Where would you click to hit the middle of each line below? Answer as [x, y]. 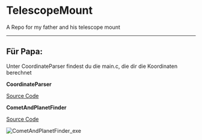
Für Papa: [25, 52]
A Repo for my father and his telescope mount [63, 27]
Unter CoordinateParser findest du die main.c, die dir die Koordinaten [92, 66]
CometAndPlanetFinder [36, 107]
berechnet [19, 72]
